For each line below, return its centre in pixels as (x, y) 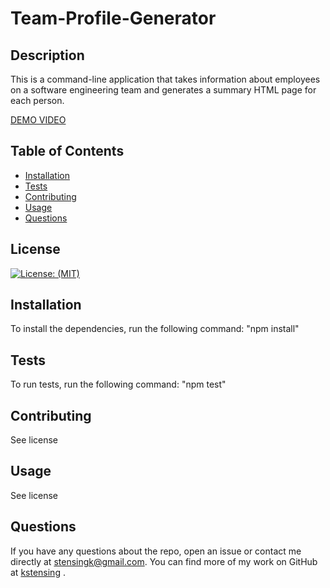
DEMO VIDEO (38, 120)
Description (47, 55)
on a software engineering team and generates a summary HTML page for (163, 90)
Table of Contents (67, 151)
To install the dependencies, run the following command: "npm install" (155, 329)
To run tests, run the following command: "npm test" (118, 384)
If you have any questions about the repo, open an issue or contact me (156, 551)
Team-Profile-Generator (113, 18)
